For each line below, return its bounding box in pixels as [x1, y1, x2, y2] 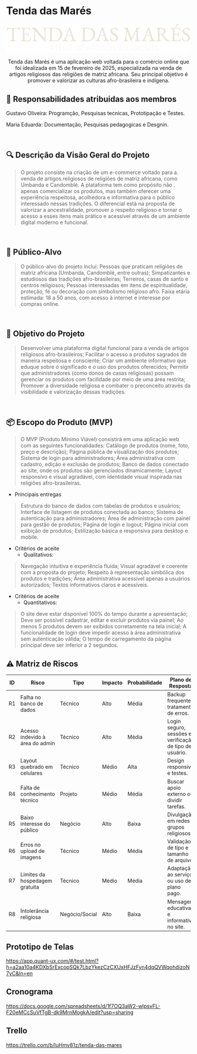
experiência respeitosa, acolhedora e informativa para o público [20, 194, 175, 201]
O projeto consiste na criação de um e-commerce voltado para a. [20, 169, 179, 176]
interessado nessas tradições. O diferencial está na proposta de [20, 200, 175, 207]
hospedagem [20, 878, 53, 885]
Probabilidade [127, 679, 162, 686]
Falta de [20, 784, 40, 791]
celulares [20, 769, 43, 777]
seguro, [167, 724, 186, 731]
